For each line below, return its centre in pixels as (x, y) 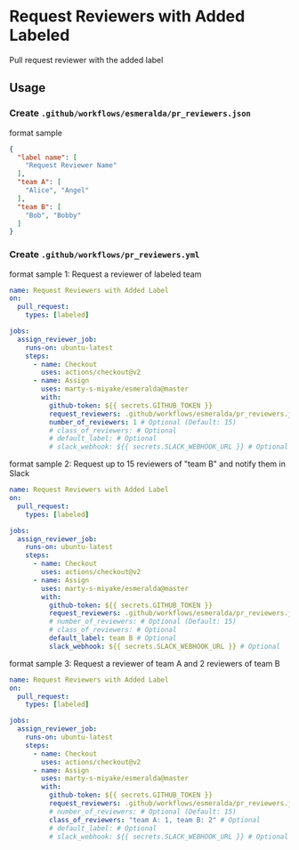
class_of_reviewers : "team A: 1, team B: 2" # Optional (154, 820)
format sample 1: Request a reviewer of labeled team (105, 274)
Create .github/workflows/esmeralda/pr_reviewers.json (130, 113)
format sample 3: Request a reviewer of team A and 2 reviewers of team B (145, 663)
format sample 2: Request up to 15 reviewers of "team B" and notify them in (148, 464)
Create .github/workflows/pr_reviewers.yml (105, 255)
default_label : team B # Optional (113, 638)
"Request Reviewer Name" (71, 166)
